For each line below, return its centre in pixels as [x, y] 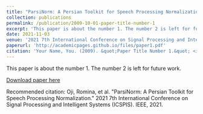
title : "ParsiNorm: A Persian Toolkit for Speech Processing [85, 12]
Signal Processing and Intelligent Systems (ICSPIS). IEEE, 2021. [85, 104]
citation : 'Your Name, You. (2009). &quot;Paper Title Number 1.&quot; [98, 51]
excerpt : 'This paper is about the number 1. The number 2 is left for [98, 29]
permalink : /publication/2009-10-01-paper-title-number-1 [81, 23]
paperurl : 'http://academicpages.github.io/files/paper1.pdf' [86, 46]
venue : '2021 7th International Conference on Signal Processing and [96, 40]
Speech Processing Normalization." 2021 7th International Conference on [97, 98]
